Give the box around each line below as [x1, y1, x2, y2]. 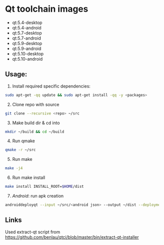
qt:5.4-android [12, 24, 41, 30]
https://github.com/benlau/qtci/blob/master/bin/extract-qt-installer [5, 234, 139, 240]
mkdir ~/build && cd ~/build [5, 129, 64, 134]
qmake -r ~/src [5, 148, 36, 153]
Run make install [12, 175, 45, 180]
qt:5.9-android [12, 45, 41, 51]
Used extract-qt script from [5, 229, 60, 235]
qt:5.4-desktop [12, 20, 42, 25]
